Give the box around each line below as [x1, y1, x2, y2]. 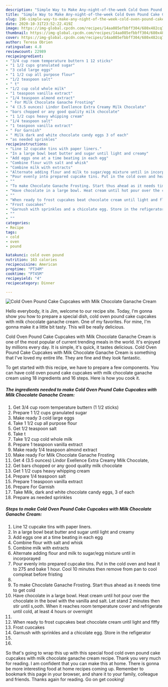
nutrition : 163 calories [5, 257, 57, 262]
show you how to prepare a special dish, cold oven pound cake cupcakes [5, 314, 157, 320]
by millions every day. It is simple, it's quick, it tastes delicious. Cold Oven [5, 344, 157, 350]
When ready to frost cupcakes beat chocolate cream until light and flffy [12, 619, 160, 625]
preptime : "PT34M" [5, 267, 44, 272]
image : [5, 26, 19, 31]
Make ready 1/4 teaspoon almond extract [12, 447, 98, 453]
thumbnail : [5, 30, 28, 35]
